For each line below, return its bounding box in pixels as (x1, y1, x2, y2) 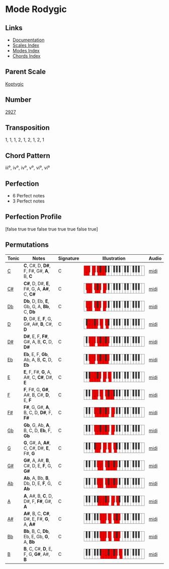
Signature (58, 255, 79, 261)
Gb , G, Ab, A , (23, 422, 51, 428)
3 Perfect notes (12, 198, 45, 204)
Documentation (12, 37, 45, 43)
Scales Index (12, 42, 39, 48)
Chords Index (12, 53, 41, 59)
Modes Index (12, 48, 40, 53)
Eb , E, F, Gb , (23, 351, 49, 357)
